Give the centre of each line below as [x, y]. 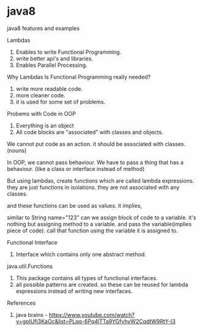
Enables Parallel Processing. [51, 65]
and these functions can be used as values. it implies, [75, 205]
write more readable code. [49, 89]
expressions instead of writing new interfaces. [74, 291]
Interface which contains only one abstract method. [81, 254]
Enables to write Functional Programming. [69, 52]
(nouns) [17, 150]
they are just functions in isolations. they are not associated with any [93, 187]
